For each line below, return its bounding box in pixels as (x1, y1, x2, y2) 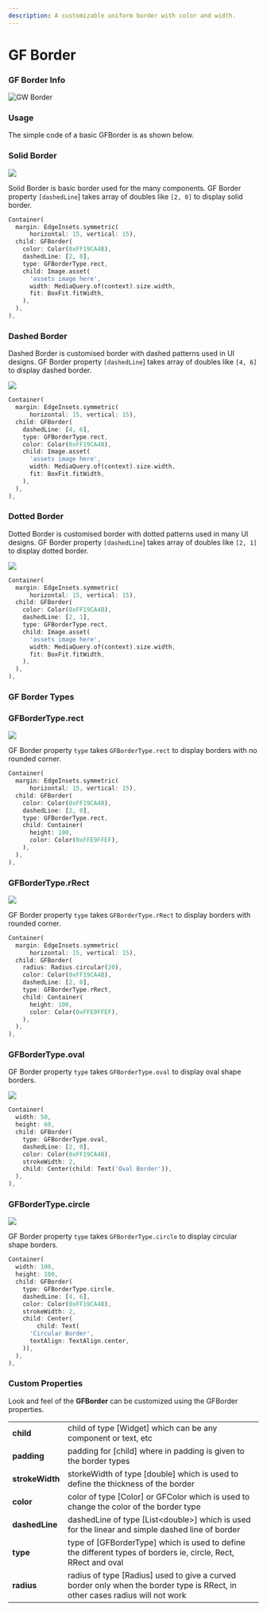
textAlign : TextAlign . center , (29, 1337, 130, 1345)
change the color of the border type (67, 1501, 201, 1512)
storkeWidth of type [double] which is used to (67, 1468, 238, 1479)
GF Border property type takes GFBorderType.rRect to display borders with (8, 910, 251, 919)
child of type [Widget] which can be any (67, 1422, 218, 1434)
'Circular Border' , (29, 1330, 94, 1338)
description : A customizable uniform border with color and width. (8, 11, 237, 20)
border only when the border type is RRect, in (67, 1579, 237, 1590)
